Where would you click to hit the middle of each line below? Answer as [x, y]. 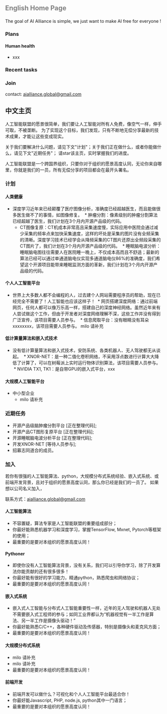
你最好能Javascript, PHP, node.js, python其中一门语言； [70, 700]
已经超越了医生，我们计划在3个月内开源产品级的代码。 [68, 221]
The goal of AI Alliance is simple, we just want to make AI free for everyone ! [83, 21]
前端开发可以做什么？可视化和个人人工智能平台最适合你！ [71, 694]
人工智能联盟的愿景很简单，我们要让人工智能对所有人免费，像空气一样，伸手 [83, 124]
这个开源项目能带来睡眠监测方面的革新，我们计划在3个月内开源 [89, 264]
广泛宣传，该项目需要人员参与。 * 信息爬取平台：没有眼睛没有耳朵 [81, 319]
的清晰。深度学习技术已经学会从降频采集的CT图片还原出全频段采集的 [90, 239]
